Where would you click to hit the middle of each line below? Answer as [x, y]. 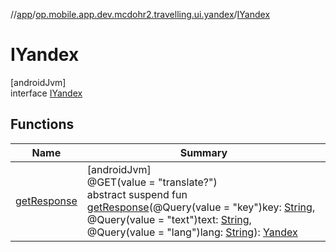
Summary [203, 152]
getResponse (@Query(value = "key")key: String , [201, 207]
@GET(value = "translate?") [152, 182]
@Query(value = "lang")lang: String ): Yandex [192, 232]
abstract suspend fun [137, 194]
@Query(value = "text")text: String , [169, 219]
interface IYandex [46, 93]
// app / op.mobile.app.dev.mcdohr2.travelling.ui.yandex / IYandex [140, 14]
